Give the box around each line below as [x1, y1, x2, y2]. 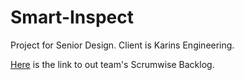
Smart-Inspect [10, 6, 135, 29]
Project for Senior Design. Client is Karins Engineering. [10, 39, 235, 51]
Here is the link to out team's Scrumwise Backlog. [10, 58, 215, 70]
